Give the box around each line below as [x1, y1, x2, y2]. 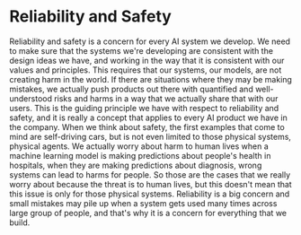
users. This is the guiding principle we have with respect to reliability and [9, 102, 279, 113]
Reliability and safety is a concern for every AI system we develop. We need [9, 36, 290, 47]
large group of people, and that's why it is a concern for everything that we [9, 207, 288, 218]
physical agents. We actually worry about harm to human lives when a [9, 141, 270, 152]
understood [9, 92, 52, 104]
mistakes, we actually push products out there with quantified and [9, 83, 253, 94]
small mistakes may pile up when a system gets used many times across [9, 197, 278, 208]
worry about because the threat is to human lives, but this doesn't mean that [9, 178, 292, 189]
